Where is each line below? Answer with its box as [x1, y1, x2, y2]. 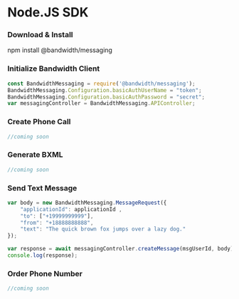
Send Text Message [7, 183, 78, 193]
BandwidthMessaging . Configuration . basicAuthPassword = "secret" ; [7, 93, 205, 101]
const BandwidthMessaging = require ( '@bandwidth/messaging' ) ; [7, 80, 196, 87]
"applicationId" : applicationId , [20, 206, 122, 213]
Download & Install [7, 30, 73, 40]
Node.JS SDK [7, 4, 89, 21]
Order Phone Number [7, 268, 83, 278]
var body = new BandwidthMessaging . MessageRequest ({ [7, 199, 167, 206]
